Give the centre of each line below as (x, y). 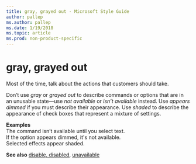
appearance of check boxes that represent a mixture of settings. (84, 113)
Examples (18, 125)
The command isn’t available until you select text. (66, 131)
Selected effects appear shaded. (45, 143)
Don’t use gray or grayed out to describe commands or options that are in (95, 95)
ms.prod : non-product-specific (44, 39)
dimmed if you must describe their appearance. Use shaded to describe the (97, 107)
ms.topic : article (28, 33)
